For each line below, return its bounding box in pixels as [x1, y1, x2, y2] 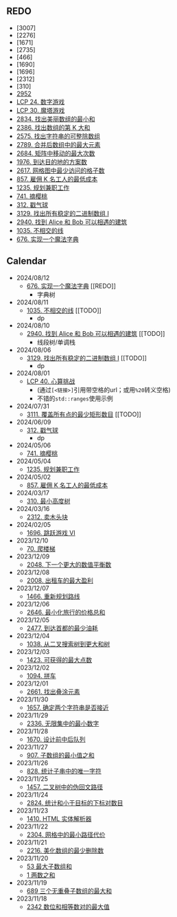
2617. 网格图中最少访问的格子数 [16, 166, 105, 174]
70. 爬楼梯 [26, 544, 56, 552]
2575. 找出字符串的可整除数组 [16, 132, 101, 140]
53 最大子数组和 [26, 862, 73, 870]
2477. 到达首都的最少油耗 [26, 624, 99, 632]
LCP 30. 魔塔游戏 [16, 106, 65, 114]
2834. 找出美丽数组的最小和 [16, 115, 95, 123]
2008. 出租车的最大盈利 [26, 576, 94, 585]
